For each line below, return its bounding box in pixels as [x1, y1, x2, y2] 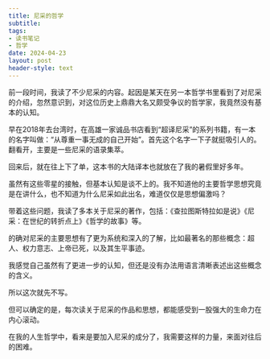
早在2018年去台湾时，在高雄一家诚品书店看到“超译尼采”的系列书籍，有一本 [8, 124, 256, 134]
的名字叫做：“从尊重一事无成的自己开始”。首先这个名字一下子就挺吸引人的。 [8, 134, 261, 144]
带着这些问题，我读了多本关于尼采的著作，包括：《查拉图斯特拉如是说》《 [8, 206, 247, 216]
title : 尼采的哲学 [8, 11, 64, 20]
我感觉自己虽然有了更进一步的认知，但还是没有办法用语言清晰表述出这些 [8, 260, 247, 270]
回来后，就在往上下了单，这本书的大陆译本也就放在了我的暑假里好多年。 [8, 162, 247, 171]
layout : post [8, 57, 52, 65]
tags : [8, 27, 27, 35]
